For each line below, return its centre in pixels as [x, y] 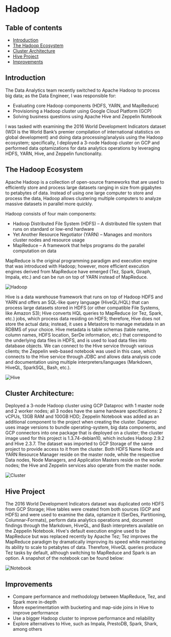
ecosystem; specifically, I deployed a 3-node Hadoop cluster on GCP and [82, 142]
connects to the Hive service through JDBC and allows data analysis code [83, 357]
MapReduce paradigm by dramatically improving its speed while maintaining [86, 542]
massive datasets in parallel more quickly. [49, 204]
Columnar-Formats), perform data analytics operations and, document [79, 520]
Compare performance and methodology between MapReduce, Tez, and [89, 597]
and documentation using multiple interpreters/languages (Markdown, [79, 362]
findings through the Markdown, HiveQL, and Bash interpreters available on [84, 525]
